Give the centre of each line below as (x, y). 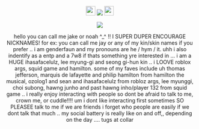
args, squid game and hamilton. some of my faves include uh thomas (100, 68)
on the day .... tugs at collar (100, 120)
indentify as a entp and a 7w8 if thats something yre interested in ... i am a (100, 55)
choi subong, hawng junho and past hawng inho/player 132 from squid (100, 88)
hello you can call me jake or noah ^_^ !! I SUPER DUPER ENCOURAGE (100, 36)
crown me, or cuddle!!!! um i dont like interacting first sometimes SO (100, 100)
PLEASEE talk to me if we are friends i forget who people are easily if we (100, 107)
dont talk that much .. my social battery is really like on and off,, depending (100, 113)
